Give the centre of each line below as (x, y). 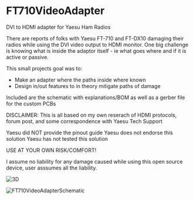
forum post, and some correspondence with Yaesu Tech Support (84, 121)
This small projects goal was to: (44, 68)
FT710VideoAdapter (55, 11)
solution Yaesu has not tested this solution (57, 138)
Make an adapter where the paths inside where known (80, 80)
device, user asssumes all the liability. (52, 168)
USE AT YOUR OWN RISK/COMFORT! (51, 150)
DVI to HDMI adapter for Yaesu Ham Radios (58, 27)
